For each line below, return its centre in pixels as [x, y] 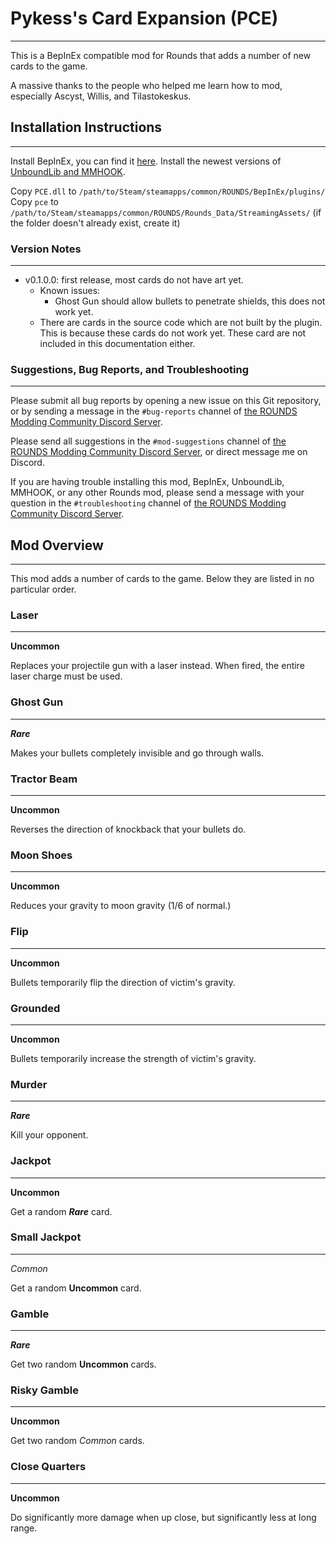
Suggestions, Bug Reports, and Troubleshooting [130, 369]
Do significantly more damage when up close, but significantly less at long [163, 1517]
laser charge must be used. [66, 676]
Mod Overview [57, 545]
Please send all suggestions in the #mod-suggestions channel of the [148, 441]
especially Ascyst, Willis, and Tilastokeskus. [101, 96]
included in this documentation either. [117, 344]
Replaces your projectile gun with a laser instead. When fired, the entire [157, 666]
